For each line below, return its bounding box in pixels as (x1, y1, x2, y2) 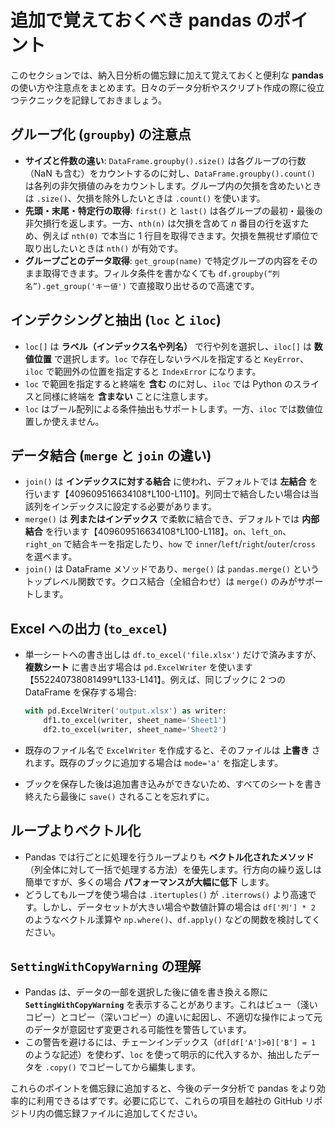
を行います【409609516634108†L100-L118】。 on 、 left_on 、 (44, 526, 292, 538)
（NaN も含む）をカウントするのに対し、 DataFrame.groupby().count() (24, 167, 316, 179)
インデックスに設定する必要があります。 (51, 501, 217, 513)
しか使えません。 (33, 415, 105, 427)
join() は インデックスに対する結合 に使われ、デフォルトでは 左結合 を (24, 476, 318, 488)
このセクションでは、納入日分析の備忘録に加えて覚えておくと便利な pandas (10, 69, 324, 81)
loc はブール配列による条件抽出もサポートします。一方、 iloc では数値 (24, 402, 315, 415)
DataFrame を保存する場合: (24, 686, 137, 698)
